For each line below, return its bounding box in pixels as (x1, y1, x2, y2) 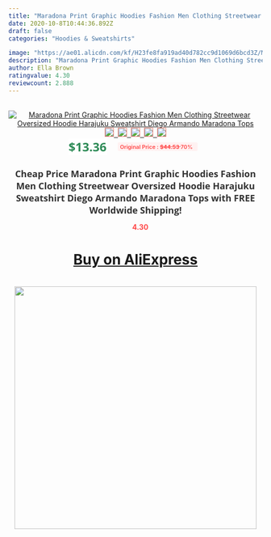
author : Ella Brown (8, 64, 74, 73)
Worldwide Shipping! (89, 203, 182, 217)
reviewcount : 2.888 (8, 78, 74, 87)
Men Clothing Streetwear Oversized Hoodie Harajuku (15, 179, 256, 192)
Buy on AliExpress (73, 251, 198, 269)
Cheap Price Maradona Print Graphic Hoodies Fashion (15, 167, 256, 180)
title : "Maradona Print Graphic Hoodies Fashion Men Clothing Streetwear (8, 11, 262, 20)
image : (8, 49, 31, 57)
